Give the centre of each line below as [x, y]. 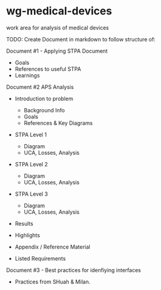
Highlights [27, 235]
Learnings [27, 75]
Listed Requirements [40, 258]
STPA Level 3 [31, 194]
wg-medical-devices [59, 11]
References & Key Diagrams [58, 123]
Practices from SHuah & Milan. [53, 282]
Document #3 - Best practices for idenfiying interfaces [74, 270]
